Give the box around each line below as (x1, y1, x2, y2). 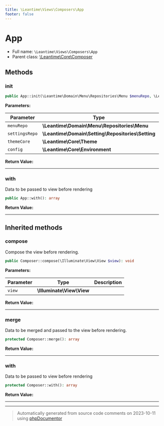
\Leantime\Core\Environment (42, 146, 111, 153)
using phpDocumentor (17, 415, 62, 422)
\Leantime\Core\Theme (42, 138, 98, 145)
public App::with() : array (5, 196, 60, 201)
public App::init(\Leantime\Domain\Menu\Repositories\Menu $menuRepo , (5, 94, 152, 99)
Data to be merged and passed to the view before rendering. (5, 328, 127, 333)
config (7, 147, 23, 152)
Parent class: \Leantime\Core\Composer (12, 54, 93, 60)
